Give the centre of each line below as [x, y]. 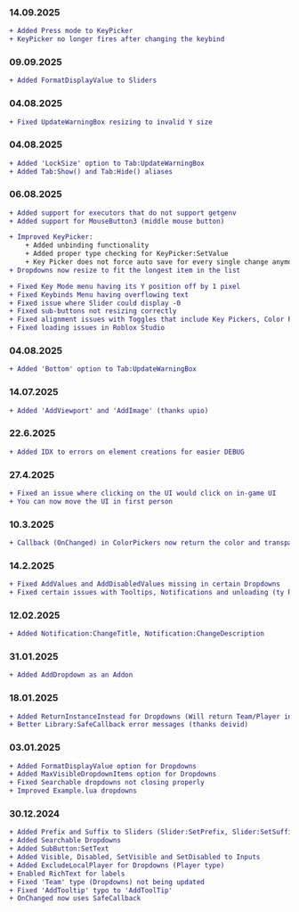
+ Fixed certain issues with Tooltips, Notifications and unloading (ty [147, 593]
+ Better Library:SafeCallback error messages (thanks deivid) [129, 725]
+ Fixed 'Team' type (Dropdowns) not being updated [107, 882]
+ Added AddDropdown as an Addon [71, 675]
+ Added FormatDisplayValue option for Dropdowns [103, 766]
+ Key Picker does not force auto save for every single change [147, 262]
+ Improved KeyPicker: [51, 237]
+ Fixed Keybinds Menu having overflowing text [99, 295]
